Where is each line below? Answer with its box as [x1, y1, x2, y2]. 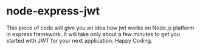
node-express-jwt [6, 4, 100, 18]
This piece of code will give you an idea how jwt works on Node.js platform [6, 24, 195, 31]
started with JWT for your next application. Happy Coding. [6, 37, 153, 44]
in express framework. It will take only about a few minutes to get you [6, 30, 181, 37]
